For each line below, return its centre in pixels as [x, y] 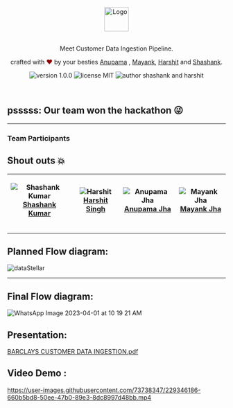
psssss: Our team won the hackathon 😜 [95, 110]
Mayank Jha [201, 209]
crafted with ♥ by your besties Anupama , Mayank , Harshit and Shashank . [116, 62]
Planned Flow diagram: [58, 251]
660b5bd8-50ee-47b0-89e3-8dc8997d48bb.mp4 [79, 397]
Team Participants [39, 138]
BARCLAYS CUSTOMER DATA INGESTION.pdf [73, 351]
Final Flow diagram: [50, 296]
